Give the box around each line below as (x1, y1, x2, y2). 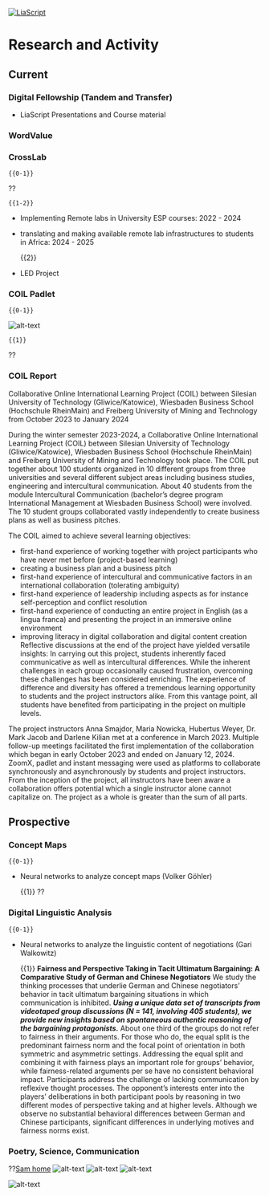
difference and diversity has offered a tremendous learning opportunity (19, 682, 256, 692)
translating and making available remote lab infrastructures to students (19, 229, 255, 238)
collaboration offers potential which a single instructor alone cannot (8, 783, 232, 793)
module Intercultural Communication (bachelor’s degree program (8, 490, 223, 499)
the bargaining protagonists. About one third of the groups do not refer (19, 1023, 259, 1033)
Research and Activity (8, 36, 159, 54)
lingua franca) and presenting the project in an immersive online (19, 614, 232, 624)
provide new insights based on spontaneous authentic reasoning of (19, 1015, 252, 1024)
